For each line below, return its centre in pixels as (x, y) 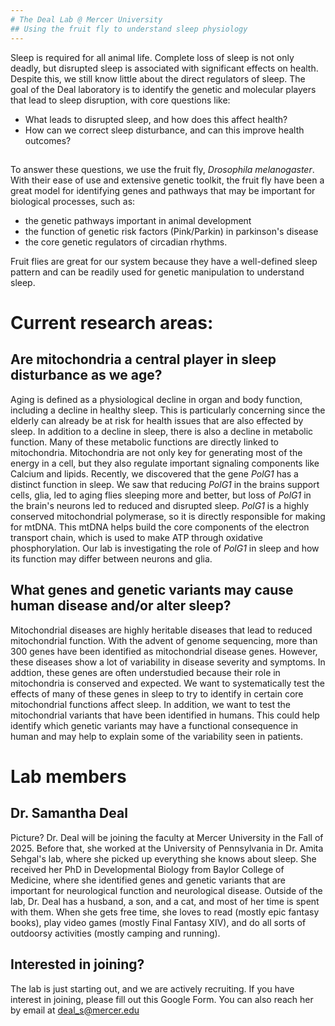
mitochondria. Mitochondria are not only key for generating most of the (156, 452)
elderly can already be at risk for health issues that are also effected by (157, 420)
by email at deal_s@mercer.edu (75, 1010)
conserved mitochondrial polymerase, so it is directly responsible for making (168, 516)
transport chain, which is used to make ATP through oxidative (136, 537)
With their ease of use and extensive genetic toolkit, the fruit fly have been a (167, 180)
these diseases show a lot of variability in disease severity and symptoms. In (168, 662)
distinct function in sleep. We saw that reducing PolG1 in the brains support (165, 484)
